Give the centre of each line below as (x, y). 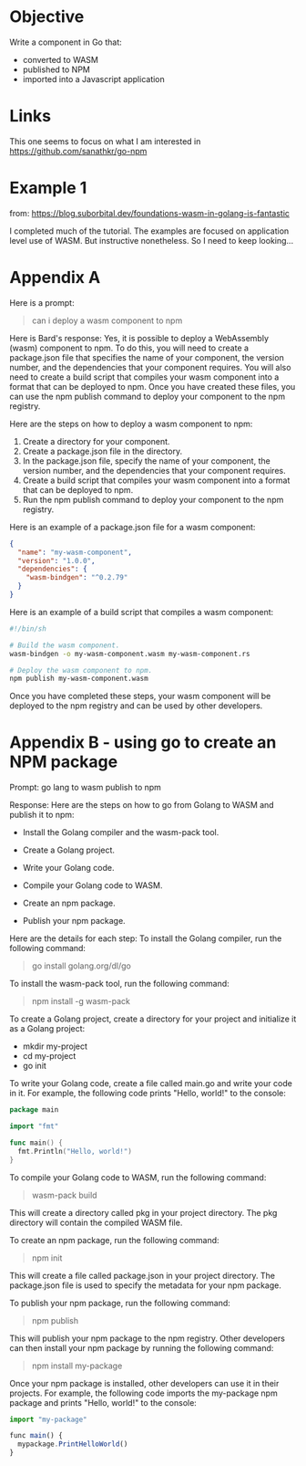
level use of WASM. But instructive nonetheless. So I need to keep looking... (152, 240)
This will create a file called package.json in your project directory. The (143, 1275)
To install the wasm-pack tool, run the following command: (119, 984)
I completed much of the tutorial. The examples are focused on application (149, 231)
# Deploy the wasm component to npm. (81, 670)
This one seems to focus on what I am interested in (105, 141)
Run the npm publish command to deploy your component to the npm (153, 499)
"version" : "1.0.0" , (56, 560)
